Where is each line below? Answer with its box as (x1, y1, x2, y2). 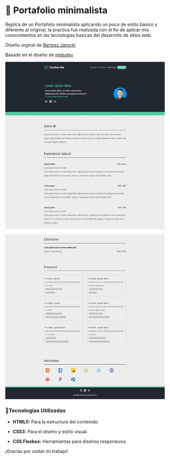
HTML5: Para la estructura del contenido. (12, 418, 100, 425)
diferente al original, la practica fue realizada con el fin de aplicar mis (5, 26, 149, 32)
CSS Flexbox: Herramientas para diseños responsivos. (12, 438, 127, 444)
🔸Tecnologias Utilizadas (5, 407, 66, 414)
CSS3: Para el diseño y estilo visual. (12, 428, 88, 435)
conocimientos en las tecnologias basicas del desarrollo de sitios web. (5, 32, 152, 38)
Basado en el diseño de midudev (5, 52, 73, 58)
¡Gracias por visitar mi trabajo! (5, 448, 68, 454)
